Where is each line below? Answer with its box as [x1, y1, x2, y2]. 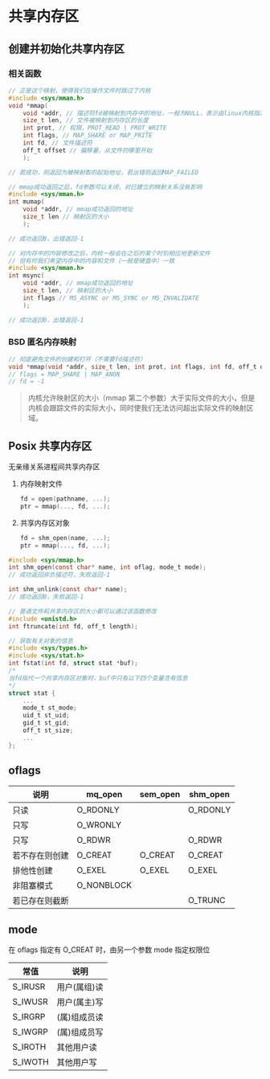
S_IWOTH [12, 1057, 50, 1068]
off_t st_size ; [22, 726, 74, 735]
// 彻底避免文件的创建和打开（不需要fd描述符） [8, 355, 146, 363]
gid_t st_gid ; [22, 719, 70, 727]
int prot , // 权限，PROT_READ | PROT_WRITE [22, 124, 167, 133]
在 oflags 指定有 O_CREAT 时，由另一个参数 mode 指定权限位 [8, 945, 211, 954]
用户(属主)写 [56, 997, 104, 1008]
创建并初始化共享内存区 [8, 42, 125, 55]
